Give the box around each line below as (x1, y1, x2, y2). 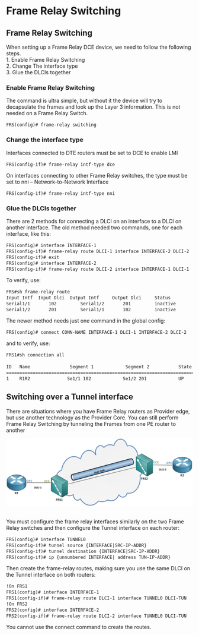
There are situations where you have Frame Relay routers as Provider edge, (6, 407, 191, 415)
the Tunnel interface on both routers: (6, 571, 96, 579)
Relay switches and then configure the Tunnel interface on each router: (6, 525, 179, 532)
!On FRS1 (6, 583, 28, 589)
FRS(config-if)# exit (6, 254, 60, 260)
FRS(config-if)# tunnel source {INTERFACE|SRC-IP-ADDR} (6, 542, 147, 549)
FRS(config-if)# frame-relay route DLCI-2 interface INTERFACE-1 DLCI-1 (6, 266, 190, 272)
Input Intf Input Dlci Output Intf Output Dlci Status (6, 295, 171, 301)
